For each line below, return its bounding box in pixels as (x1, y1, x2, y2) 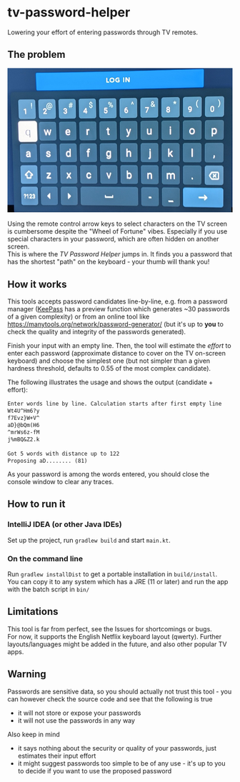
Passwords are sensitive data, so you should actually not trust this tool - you (7, 687, 232, 696)
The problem (7, 49, 66, 61)
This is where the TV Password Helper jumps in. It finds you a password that (7, 250, 232, 259)
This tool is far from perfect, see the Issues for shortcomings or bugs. (7, 624, 212, 633)
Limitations (7, 606, 59, 618)
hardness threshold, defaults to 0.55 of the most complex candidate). (7, 364, 211, 372)
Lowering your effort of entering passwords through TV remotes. (7, 28, 199, 36)
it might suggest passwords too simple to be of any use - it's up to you (17, 758, 226, 768)
